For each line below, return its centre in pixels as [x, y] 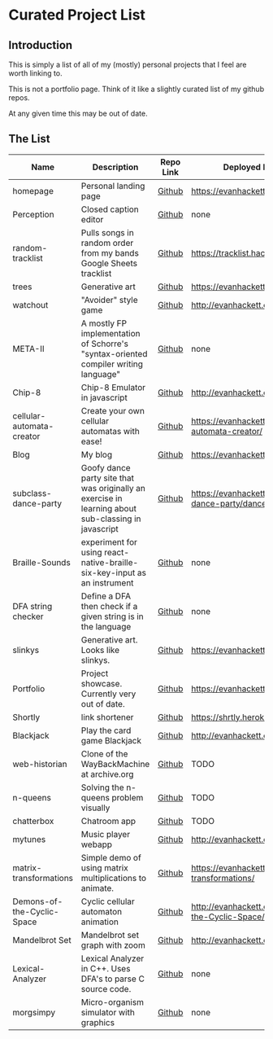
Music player [106, 834]
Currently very [108, 694]
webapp [96, 844]
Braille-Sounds [41, 562]
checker [28, 616]
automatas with [110, 431]
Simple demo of [111, 857]
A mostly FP [104, 323]
